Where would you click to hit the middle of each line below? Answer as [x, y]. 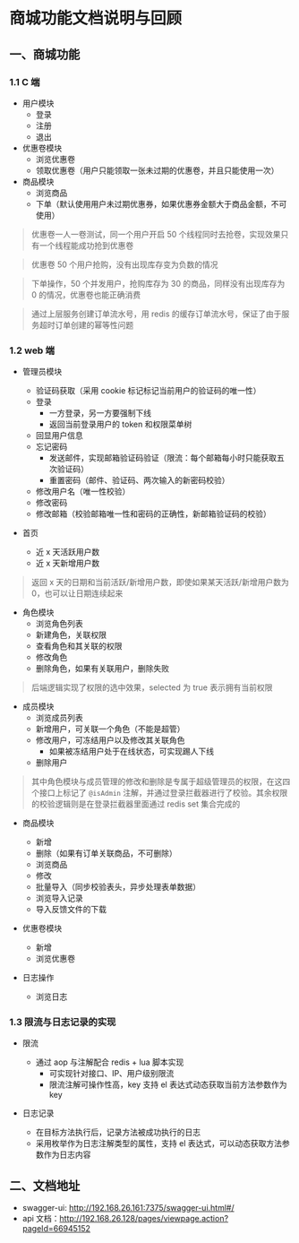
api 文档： [41, 1219]
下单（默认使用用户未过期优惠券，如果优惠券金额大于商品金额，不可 [161, 203]
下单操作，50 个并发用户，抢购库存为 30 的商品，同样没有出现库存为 [158, 283]
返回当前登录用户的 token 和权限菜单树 [120, 424]
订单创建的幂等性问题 [94, 324]
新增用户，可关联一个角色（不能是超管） [110, 729]
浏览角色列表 [59, 624]
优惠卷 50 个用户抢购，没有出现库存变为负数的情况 [124, 264]
